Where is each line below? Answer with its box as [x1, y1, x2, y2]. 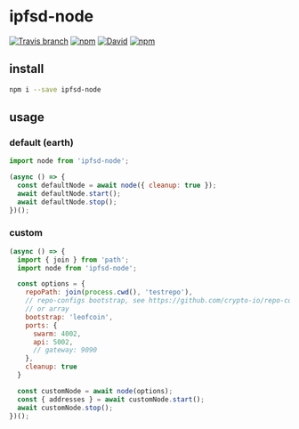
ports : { [25, 320, 58, 330]
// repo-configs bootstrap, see [25, 296, 145, 305]
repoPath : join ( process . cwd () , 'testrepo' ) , [25, 287, 193, 297]
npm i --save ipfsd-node [9, 85, 101, 94]
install [9, 61, 44, 77]
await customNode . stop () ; [17, 403, 114, 412]
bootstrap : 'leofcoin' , [25, 312, 114, 321]
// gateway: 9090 [32, 345, 98, 355]
